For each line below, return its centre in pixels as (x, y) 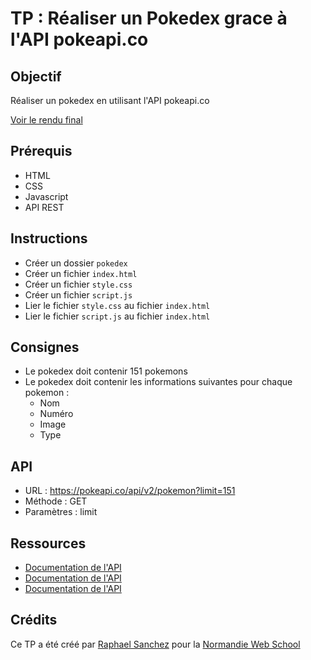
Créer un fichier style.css (78, 284)
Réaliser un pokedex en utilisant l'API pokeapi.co (110, 100)
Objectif (36, 76)
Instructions (49, 238)
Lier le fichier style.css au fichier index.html (117, 305)
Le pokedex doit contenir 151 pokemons (106, 371)
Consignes (45, 347)
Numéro (56, 414)
